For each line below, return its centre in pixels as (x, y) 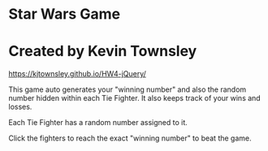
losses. (20, 107)
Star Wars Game (64, 14)
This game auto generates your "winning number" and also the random (128, 89)
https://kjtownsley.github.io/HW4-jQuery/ (77, 74)
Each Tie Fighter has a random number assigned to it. (98, 123)
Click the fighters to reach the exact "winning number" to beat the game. (130, 138)
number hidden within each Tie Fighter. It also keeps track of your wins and (135, 98)
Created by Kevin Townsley (103, 52)
